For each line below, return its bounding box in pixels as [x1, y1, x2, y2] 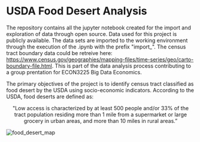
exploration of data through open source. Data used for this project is [6, 30, 177, 37]
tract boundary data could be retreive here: [6, 49, 113, 56]
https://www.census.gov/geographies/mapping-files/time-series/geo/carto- [6, 56, 194, 63]
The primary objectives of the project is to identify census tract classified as [6, 80, 194, 87]
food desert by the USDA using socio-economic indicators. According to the [6, 86, 195, 93]
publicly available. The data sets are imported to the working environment [6, 37, 188, 44]
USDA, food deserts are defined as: [6, 93, 94, 100]
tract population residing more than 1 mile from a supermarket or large [14, 111, 187, 118]
